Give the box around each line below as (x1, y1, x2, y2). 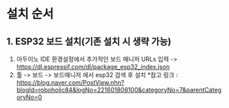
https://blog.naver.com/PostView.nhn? (16, 79, 125, 86)
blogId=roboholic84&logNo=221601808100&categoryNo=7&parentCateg (16, 86, 222, 94)
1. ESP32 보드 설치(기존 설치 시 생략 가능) (6, 36, 172, 47)
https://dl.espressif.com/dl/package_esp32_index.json (16, 63, 170, 70)
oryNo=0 (16, 93, 43, 101)
